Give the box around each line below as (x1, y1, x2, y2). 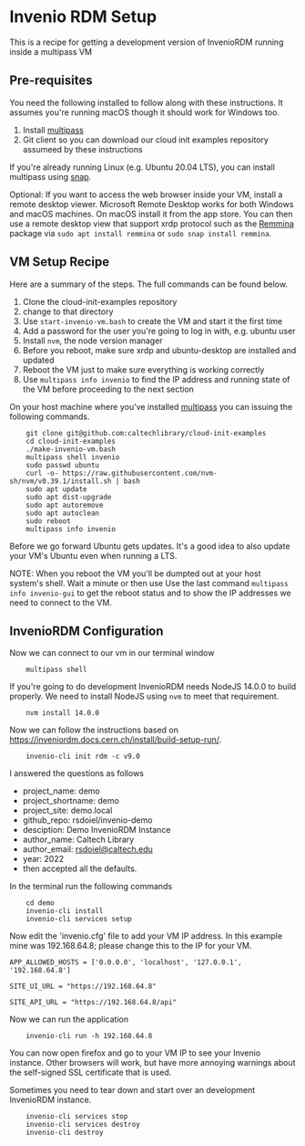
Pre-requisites (9, 73, 93, 89)
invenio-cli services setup (25, 915, 132, 924)
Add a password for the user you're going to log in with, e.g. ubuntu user (22, 325, 296, 336)
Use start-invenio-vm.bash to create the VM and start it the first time (22, 315, 283, 326)
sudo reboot (25, 516, 71, 526)
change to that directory (22, 306, 114, 317)
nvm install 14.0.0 (25, 709, 100, 718)
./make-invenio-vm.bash (25, 445, 117, 454)
